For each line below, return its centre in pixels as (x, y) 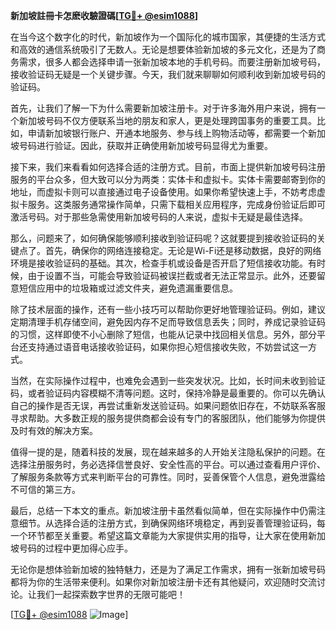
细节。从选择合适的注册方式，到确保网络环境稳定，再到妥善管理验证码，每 (172, 523)
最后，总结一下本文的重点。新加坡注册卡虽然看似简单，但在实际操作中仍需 (163, 510)
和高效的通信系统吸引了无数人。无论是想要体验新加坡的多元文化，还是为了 (163, 49)
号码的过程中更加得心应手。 (75, 548)
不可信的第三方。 (45, 489)
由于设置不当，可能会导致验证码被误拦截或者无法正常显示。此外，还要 (172, 275)
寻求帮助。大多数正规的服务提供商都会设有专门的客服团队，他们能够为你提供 (168, 418)
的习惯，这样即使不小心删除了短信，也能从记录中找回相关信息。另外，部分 (163, 334)
